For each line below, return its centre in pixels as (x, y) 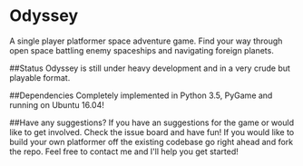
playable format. (40, 77)
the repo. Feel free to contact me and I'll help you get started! (124, 151)
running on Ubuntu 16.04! (57, 104)
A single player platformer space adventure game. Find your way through (146, 41)
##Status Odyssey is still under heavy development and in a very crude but (150, 68)
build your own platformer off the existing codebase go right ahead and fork (151, 142)
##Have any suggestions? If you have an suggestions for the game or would (152, 122)
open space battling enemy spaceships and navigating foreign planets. (142, 50)
